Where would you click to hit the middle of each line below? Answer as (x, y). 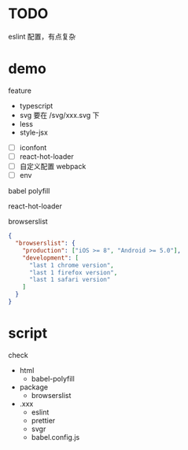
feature (20, 90)
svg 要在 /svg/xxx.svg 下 (59, 115)
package (34, 387)
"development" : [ (51, 258)
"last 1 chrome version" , (71, 265)
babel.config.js (55, 437)
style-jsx (34, 132)
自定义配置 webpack (53, 166)
